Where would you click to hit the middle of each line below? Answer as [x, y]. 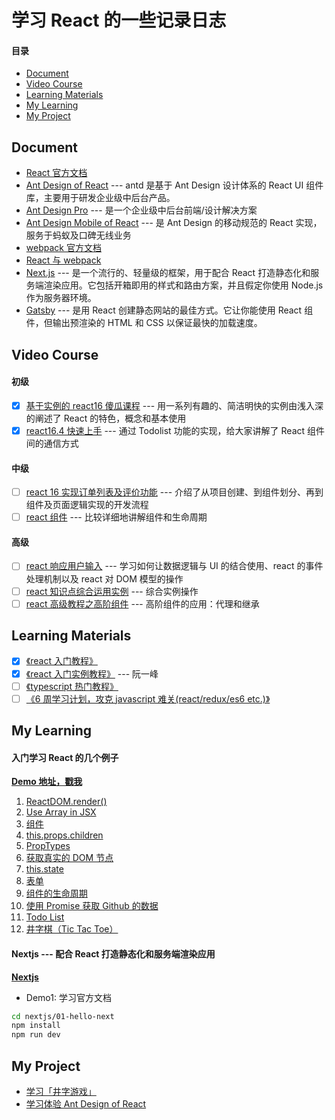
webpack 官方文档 [63, 248]
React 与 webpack [63, 260]
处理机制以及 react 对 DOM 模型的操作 [104, 578]
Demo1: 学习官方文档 [68, 997]
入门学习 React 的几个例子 [65, 757]
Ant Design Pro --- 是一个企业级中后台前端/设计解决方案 [141, 210]
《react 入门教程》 [61, 661]
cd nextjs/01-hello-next [63, 1016]
